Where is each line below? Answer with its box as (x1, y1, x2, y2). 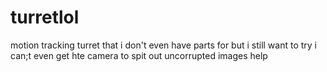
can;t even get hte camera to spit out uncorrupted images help (10, 49, 268, 61)
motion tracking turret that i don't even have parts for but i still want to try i (10, 39, 318, 51)
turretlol (10, 6, 80, 29)
